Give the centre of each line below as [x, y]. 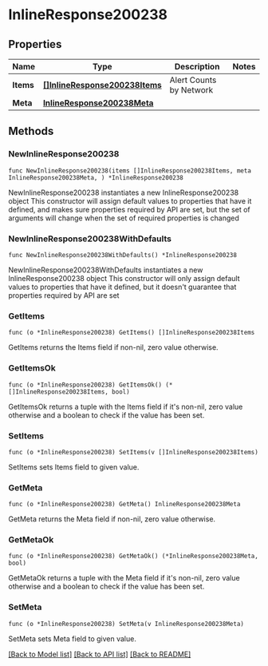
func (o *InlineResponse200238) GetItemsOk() [85, 385]
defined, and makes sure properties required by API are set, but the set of [130, 209]
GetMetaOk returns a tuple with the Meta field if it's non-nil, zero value [124, 578]
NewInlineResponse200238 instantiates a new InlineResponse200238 [124, 192]
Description [197, 67]
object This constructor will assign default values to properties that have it [130, 200]
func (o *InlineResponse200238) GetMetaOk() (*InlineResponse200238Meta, [134, 557]
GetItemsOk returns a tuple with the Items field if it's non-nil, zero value [126, 406]
